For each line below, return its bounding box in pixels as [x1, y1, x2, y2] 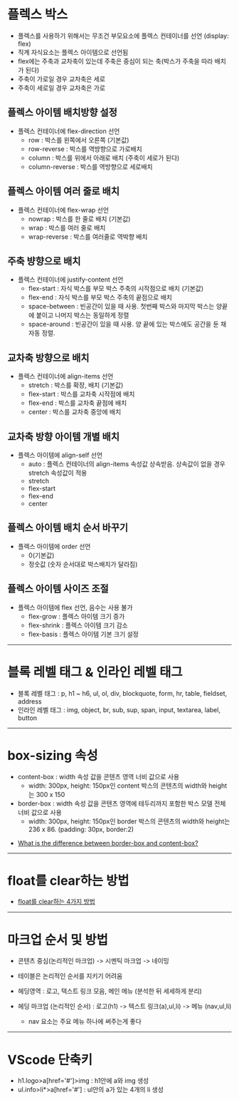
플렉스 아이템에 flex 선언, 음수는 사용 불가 [17, 603, 133, 612]
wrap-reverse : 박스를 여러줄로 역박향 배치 [28, 232, 148, 241]
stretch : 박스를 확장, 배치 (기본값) [28, 381, 124, 389]
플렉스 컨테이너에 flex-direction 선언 [17, 126, 120, 135]
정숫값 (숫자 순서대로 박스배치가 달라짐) [28, 560, 138, 568]
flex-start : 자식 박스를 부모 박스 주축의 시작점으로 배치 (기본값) [28, 284, 204, 293]
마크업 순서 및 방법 [7, 932, 108, 948]
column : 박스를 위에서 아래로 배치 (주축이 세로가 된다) [28, 153, 180, 162]
